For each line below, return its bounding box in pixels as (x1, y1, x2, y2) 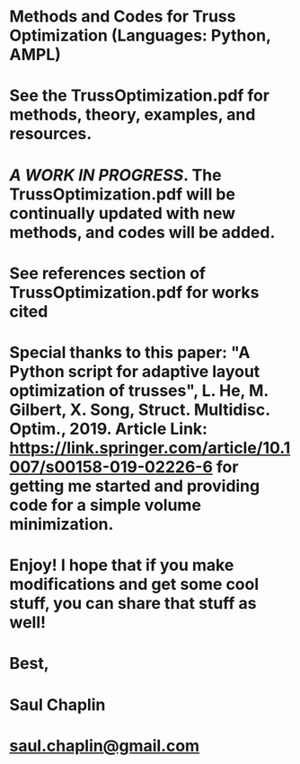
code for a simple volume (9, 495, 202, 515)
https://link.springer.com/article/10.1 (9, 437, 291, 458)
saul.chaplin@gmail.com (9, 735, 200, 756)
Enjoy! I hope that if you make (9, 555, 234, 575)
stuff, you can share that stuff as (9, 593, 258, 614)
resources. (9, 124, 93, 145)
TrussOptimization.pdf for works (9, 282, 260, 303)
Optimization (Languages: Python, (9, 25, 271, 46)
